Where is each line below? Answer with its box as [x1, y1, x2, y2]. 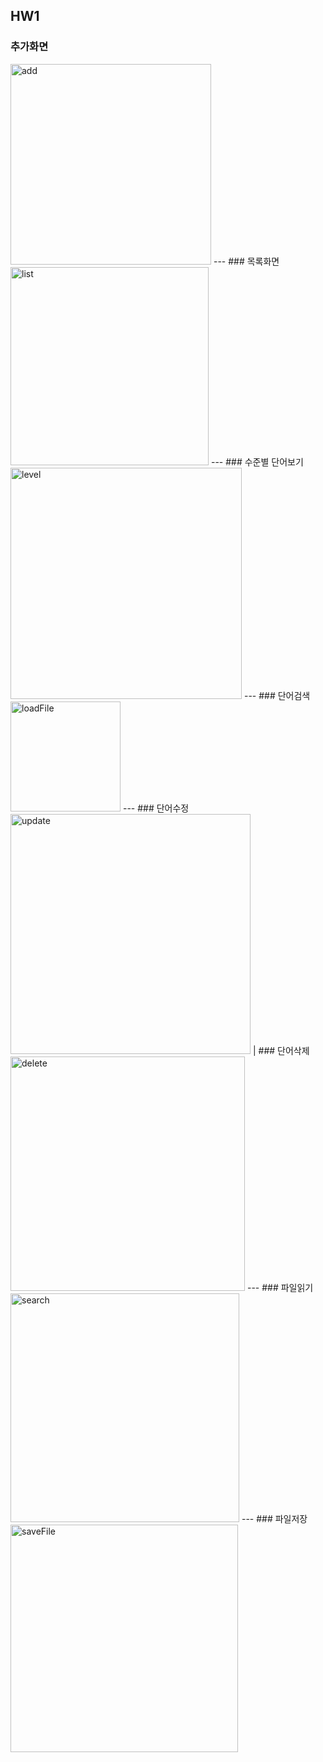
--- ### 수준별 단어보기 [210, 455, 304, 468]
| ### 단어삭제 [252, 1044, 310, 1056]
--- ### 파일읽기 [246, 1281, 314, 1293]
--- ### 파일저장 [241, 1512, 308, 1524]
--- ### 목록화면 [213, 255, 280, 267]
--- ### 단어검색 [243, 689, 311, 701]
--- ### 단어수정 [122, 802, 190, 814]
